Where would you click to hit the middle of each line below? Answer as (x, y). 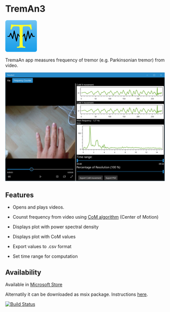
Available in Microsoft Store (34, 285)
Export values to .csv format (42, 247)
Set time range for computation (45, 256)
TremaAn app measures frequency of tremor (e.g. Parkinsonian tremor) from (85, 60)
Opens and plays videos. (38, 207)
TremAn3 (25, 9)
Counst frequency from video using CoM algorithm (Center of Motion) (86, 217)
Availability (23, 272)
